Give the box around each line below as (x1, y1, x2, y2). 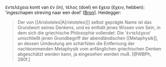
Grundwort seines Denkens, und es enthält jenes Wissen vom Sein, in (17, 24, 161, 30)
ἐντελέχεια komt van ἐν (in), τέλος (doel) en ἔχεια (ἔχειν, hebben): (5, 4, 145, 10)
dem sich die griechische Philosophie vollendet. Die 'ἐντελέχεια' (17, 30, 151, 35)
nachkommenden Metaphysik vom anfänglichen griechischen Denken (17, 46, 161, 51)
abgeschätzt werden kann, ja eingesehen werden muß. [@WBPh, (17, 51, 152, 57)
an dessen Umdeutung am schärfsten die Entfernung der (17, 40, 135, 46)
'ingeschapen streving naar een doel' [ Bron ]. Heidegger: (5, 9, 121, 15)
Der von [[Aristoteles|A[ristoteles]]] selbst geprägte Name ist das (17, 19, 152, 25)
